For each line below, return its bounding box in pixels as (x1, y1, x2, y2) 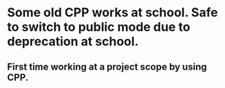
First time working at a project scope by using (7, 61, 207, 72)
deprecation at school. (7, 34, 139, 49)
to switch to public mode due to (7, 19, 191, 35)
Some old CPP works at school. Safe (7, 5, 218, 20)
